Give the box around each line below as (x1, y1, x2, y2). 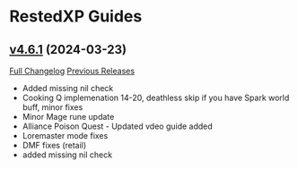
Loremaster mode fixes (22, 131, 109, 140)
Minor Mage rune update (22, 112, 115, 122)
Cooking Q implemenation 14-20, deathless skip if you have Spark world (22, 92, 290, 103)
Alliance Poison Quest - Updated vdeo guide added (22, 121, 213, 131)
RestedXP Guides (9, 6, 143, 27)
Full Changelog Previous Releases (9, 65, 136, 76)
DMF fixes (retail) (22, 140, 87, 150)
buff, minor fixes (22, 102, 83, 113)
